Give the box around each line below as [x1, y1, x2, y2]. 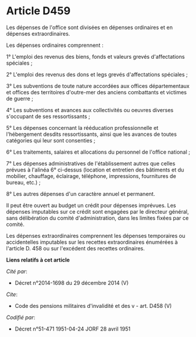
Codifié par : [6, 313, 36, 321]
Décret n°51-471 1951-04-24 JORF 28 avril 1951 [14, 325, 131, 332]
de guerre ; [6, 95, 34, 102]
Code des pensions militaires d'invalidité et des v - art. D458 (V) [14, 302, 172, 309]
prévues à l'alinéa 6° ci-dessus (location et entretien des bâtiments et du [6, 166, 184, 173]
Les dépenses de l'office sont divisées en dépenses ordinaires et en [6, 24, 173, 31]
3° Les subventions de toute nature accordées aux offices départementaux [6, 82, 190, 90]
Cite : [6, 291, 18, 298]
